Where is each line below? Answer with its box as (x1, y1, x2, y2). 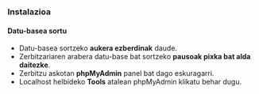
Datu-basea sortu (7, 26, 68, 36)
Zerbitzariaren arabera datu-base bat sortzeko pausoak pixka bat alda (18, 52, 251, 62)
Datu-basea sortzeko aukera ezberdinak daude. (18, 43, 178, 53)
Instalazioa (7, 6, 51, 17)
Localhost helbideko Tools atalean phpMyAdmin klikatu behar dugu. (18, 77, 242, 87)
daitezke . (18, 60, 51, 70)
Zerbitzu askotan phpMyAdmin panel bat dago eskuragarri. (18, 69, 215, 78)
